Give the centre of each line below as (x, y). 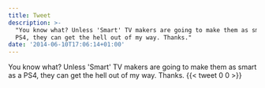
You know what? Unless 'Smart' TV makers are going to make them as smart (132, 67)
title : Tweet (30, 15)
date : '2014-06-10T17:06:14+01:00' (67, 45)
